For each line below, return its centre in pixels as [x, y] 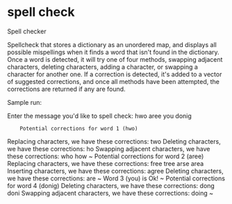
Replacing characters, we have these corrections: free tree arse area [106, 163]
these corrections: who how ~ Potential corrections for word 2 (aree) [106, 156]
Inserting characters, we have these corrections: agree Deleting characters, [115, 171]
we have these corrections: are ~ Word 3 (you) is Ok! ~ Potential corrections [116, 178]
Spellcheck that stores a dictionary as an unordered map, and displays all [112, 44]
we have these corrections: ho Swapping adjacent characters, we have [109, 148]
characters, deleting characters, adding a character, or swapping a [102, 67]
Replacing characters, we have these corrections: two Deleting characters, [114, 141]
